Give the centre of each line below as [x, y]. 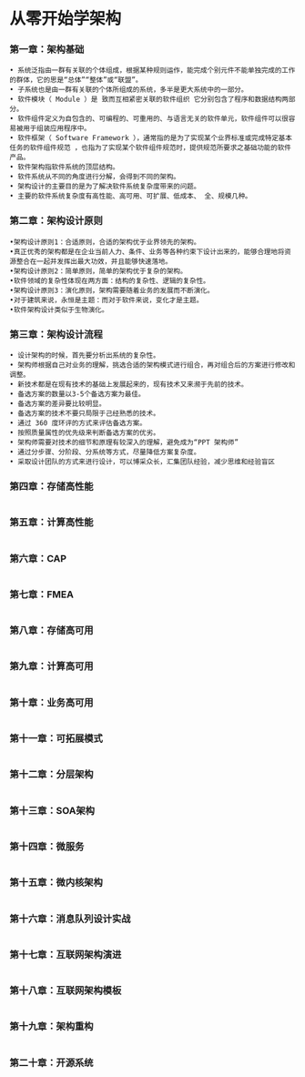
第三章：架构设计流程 [56, 334]
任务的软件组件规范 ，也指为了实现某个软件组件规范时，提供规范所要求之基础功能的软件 [150, 148]
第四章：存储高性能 [51, 486]
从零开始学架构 [66, 19]
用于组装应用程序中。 [56, 128]
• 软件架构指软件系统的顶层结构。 [65, 168]
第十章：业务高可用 [51, 702]
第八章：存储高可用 [51, 631]
